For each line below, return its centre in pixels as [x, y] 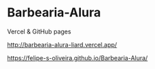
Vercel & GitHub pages [39, 31]
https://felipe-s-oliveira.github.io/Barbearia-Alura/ [77, 58]
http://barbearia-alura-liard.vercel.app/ [62, 44]
